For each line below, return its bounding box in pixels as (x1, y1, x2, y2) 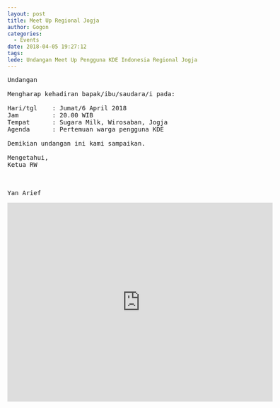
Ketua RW (7, 161, 37, 168)
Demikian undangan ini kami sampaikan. (7, 139, 146, 147)
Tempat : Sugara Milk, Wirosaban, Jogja (7, 118, 168, 126)
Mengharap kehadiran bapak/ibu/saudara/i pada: (7, 90, 175, 98)
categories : (7, 30, 42, 37)
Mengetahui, (7, 153, 49, 161)
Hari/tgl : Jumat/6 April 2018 (7, 104, 127, 112)
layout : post (7, 10, 46, 18)
